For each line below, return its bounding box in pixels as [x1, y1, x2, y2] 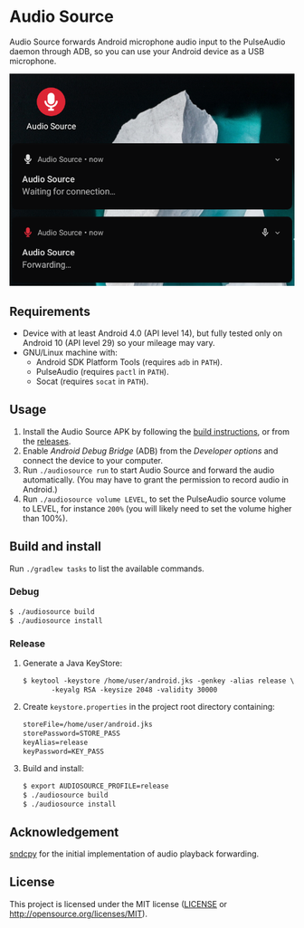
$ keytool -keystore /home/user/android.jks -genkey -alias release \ [22, 676, 295, 685]
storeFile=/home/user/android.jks [22, 720, 153, 730]
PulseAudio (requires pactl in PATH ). [35, 366, 169, 377]
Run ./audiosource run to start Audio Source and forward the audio [22, 464, 275, 475]
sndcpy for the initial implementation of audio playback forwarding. [9, 848, 260, 859]
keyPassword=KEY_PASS [22, 747, 104, 757]
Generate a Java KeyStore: [22, 658, 123, 669]
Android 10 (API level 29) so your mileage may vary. [22, 337, 215, 348]
